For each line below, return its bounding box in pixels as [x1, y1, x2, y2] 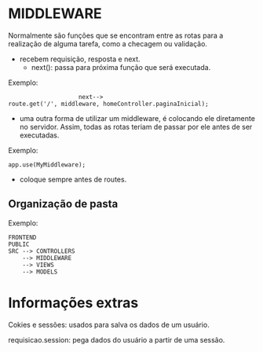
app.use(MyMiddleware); [8, 160, 86, 169]
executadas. [19, 130, 60, 140]
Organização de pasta [8, 197, 119, 211]
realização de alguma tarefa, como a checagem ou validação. [8, 38, 208, 48]
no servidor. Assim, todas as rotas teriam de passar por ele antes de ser [19, 122, 253, 131]
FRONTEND [8, 233, 37, 241]
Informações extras [8, 294, 139, 311]
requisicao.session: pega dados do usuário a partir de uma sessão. [8, 335, 225, 344]
